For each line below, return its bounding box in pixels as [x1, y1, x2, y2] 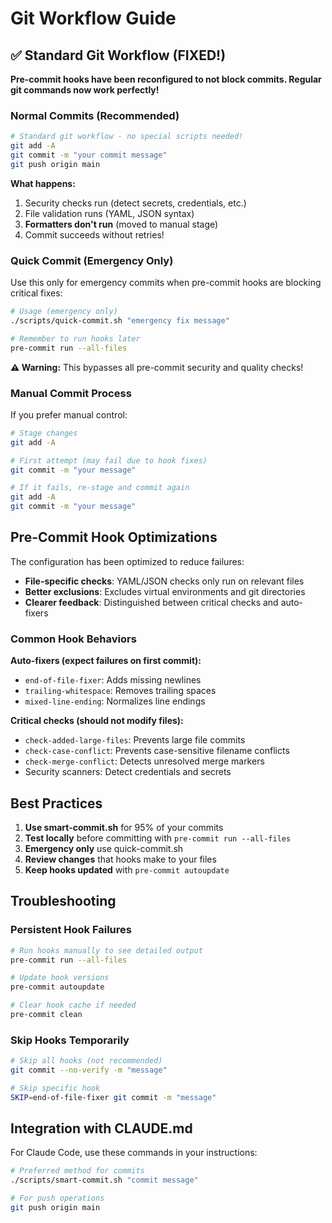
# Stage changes [10, 428, 78, 438]
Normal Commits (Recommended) [10, 108, 180, 122]
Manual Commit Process [10, 386, 132, 400]
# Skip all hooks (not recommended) [10, 1056, 163, 1066]
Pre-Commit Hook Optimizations [10, 529, 218, 546]
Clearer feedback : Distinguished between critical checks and [24, 596, 279, 608]
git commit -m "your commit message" [10, 150, 168, 161]
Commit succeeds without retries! [24, 228, 165, 241]
